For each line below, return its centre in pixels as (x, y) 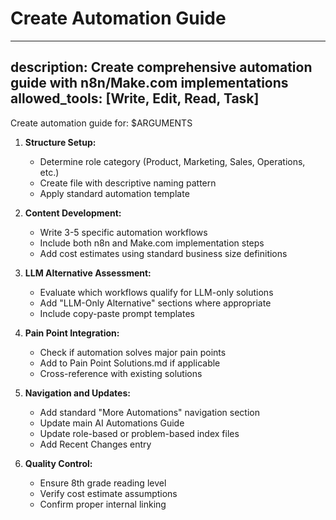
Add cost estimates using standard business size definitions (163, 253)
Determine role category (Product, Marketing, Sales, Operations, (172, 161)
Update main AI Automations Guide (112, 423)
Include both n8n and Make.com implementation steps (152, 243)
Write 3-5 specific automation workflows (123, 232)
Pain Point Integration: (72, 333)
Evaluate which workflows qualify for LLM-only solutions (156, 292)
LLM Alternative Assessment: (88, 273)
